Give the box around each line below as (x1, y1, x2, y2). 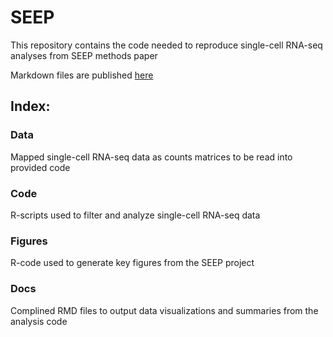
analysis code (10, 315, 68, 327)
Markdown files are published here (10, 69, 154, 81)
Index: (10, 98, 51, 115)
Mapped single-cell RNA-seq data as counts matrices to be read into (10, 151, 293, 163)
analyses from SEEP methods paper (10, 49, 158, 61)
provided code (10, 161, 71, 173)
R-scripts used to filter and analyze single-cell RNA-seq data (10, 209, 261, 221)
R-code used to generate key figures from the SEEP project (10, 257, 255, 269)
